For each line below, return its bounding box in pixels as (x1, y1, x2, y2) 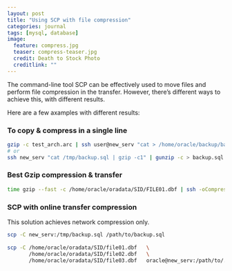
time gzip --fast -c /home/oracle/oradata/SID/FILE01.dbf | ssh (7, 185, 196, 193)
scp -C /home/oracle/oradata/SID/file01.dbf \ (7, 244, 150, 251)
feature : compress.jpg (13, 42, 79, 49)
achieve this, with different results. (7, 94, 106, 103)
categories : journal (7, 23, 67, 30)
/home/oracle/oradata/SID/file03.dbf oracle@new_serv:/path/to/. (28, 257, 227, 264)
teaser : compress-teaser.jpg (13, 49, 97, 56)
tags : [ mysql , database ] (7, 29, 79, 37)
